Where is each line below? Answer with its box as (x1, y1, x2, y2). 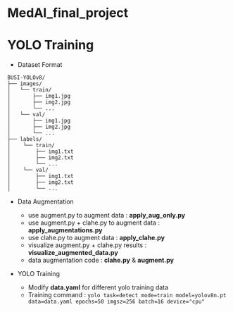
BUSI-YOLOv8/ (7, 74, 46, 82)
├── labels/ (7, 136, 42, 143)
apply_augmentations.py (27, 226, 103, 235)
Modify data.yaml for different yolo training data (27, 283, 169, 292)
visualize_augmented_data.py (27, 249, 118, 257)
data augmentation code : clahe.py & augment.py (27, 256, 175, 265)
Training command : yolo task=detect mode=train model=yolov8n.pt (27, 291, 227, 299)
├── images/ (7, 80, 42, 87)
